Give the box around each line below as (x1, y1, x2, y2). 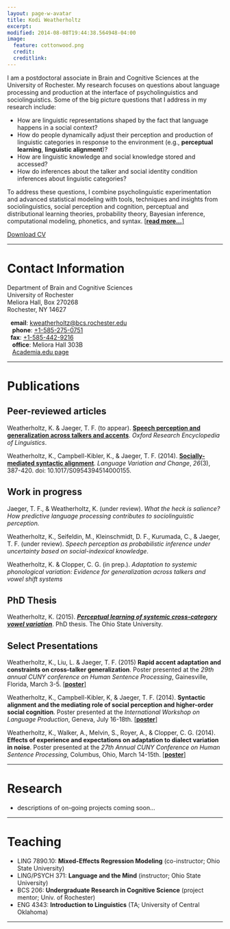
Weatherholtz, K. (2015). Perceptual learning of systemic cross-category (7, 612, 218, 621)
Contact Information (7, 260, 125, 276)
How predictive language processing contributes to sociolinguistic (7, 512, 194, 520)
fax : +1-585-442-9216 (10, 333, 74, 341)
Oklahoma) (16, 908, 49, 916)
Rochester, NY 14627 (7, 305, 66, 313)
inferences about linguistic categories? (16, 174, 127, 183)
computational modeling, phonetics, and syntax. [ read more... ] (7, 217, 185, 225)
